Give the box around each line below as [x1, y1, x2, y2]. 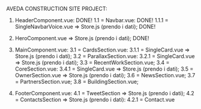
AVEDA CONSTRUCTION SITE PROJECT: [6, 5, 108, 12]
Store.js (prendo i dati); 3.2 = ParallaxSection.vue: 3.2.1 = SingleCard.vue [14, 53, 195, 59]
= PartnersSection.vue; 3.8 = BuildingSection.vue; [14, 78, 139, 85]
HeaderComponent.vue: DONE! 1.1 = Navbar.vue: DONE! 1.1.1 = [14, 17, 169, 23]
